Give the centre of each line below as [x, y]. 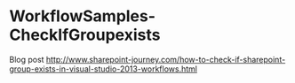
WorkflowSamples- [83, 16]
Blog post [27, 59]
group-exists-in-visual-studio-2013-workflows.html [104, 69]
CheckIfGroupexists [85, 35]
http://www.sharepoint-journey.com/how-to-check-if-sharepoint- [166, 59]
